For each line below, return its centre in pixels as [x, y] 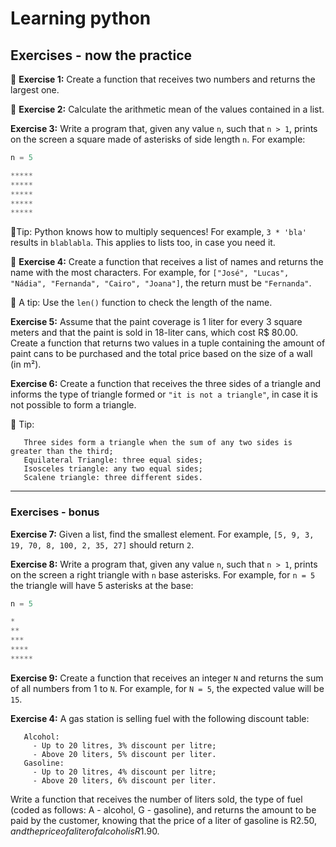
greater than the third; [62, 452]
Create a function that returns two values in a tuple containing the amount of [168, 343]
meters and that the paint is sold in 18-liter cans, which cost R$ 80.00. [154, 333]
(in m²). [26, 364]
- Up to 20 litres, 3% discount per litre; [124, 745]
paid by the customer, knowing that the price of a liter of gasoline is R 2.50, [163, 820]
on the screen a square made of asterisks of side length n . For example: [158, 139]
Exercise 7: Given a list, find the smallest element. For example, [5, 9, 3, [162, 534]
